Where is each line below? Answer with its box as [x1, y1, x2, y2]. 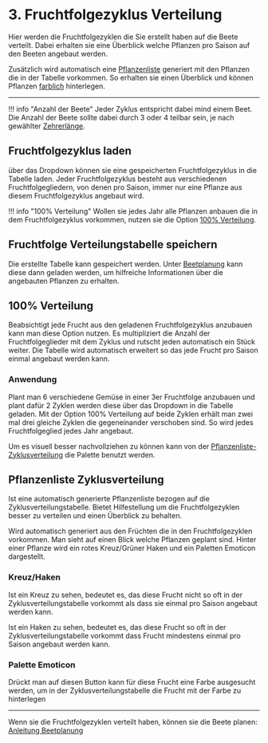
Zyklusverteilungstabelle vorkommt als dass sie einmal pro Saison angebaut [8, 598, 258, 607]
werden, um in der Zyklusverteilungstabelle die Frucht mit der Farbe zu [8, 686, 242, 695]
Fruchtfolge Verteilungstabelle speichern [8, 238, 218, 252]
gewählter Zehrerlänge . [8, 121, 85, 131]
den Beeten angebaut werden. [8, 49, 108, 58]
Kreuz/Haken [8, 572, 61, 583]
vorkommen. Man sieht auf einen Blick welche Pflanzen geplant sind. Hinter [8, 535, 257, 544]
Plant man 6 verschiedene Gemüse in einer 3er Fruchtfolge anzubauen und [8, 392, 255, 402]
